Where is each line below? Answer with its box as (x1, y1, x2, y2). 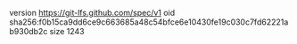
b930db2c (9, 26, 48, 36)
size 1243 (49, 26, 85, 36)
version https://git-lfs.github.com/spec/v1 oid (9, 8, 176, 18)
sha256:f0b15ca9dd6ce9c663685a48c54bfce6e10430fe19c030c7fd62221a (9, 17, 289, 27)
